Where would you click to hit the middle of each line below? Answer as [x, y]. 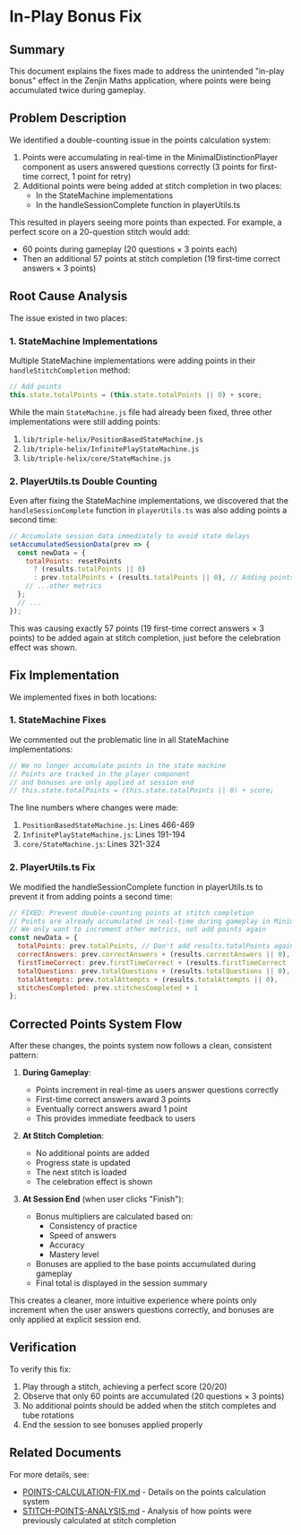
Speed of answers [82, 1236]
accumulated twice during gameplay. [77, 90]
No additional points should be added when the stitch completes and [149, 1405]
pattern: [24, 1056]
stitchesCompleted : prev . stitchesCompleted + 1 [108, 987]
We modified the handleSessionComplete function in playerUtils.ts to [136, 887]
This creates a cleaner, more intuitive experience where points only [133, 1300]
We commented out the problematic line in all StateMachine [119, 739]
